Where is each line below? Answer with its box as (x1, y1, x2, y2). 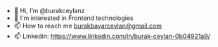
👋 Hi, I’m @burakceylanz (13, 7, 85, 15)
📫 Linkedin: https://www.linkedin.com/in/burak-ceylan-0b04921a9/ (13, 32, 211, 40)
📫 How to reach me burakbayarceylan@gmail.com (13, 21, 162, 30)
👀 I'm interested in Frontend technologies (13, 14, 134, 22)
